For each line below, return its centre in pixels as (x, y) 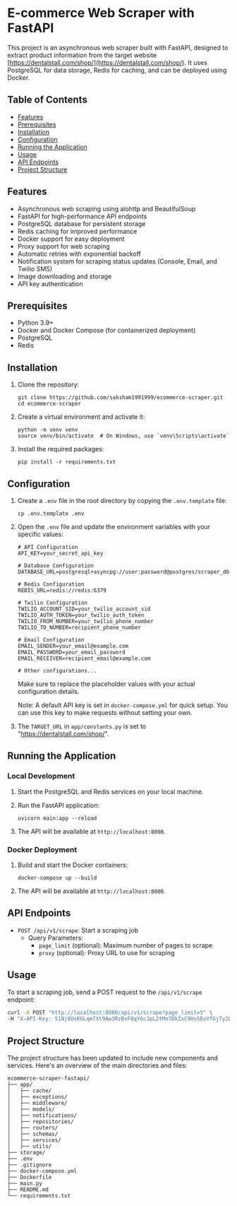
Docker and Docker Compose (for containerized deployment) (107, 331)
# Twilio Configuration (53, 603)
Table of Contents (48, 100)
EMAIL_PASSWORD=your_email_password (71, 652)
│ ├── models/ (31, 1110)
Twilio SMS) (35, 268)
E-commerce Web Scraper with (101, 13)
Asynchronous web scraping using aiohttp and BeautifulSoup (107, 208)
